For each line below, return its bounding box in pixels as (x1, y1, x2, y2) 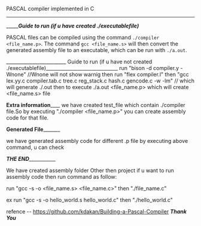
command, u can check (6, 143, 65, 151)
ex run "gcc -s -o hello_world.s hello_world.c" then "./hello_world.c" (6, 197, 173, 203)
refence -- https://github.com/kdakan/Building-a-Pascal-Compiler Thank (6, 208, 187, 215)
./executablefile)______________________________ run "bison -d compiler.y (6, 65, 179, 71)
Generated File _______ (6, 126, 60, 133)
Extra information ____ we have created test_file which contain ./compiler (6, 102, 185, 108)
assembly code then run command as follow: (6, 173, 117, 180)
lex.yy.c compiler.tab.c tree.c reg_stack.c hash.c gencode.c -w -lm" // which (6, 77, 194, 84)
